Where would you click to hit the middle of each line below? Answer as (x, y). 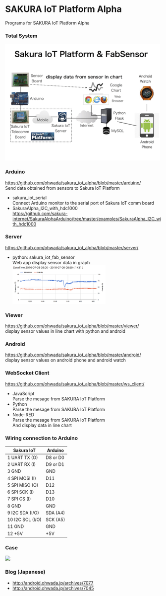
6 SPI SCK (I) (21, 492)
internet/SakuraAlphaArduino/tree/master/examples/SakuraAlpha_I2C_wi (86, 219)
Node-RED (23, 414)
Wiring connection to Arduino (42, 438)
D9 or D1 (55, 464)
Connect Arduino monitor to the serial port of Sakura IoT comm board (83, 203)
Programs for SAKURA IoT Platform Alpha (48, 23)
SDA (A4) (55, 513)
